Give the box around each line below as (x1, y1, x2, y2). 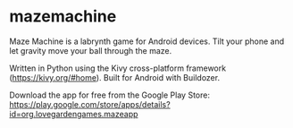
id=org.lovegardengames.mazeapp (9, 108, 138, 119)
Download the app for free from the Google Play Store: (9, 90, 210, 100)
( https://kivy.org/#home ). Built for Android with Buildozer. (9, 72, 221, 82)
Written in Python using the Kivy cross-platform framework (9, 63, 226, 73)
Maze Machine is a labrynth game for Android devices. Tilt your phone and (9, 36, 285, 47)
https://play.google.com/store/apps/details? (9, 98, 172, 109)
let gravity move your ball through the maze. (9, 45, 172, 55)
